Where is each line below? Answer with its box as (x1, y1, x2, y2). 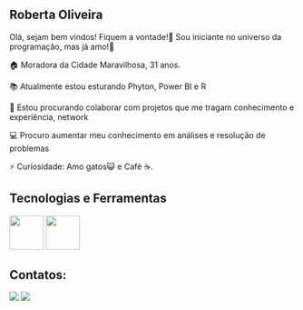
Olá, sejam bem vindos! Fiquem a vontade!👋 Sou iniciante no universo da (9, 31, 282, 42)
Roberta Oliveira (9, 7, 103, 23)
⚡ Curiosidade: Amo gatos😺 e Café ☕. (9, 161, 154, 172)
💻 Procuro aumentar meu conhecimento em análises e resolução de (9, 129, 266, 140)
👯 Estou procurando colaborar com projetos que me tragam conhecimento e (9, 102, 295, 113)
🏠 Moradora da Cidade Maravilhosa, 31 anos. (9, 59, 181, 70)
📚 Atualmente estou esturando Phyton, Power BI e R (9, 81, 207, 92)
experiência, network (9, 111, 89, 122)
